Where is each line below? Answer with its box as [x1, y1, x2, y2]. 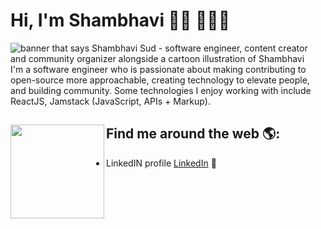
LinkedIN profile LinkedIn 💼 [106, 157, 217, 169]
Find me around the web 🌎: [106, 125, 281, 143]
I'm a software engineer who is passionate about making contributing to [10, 63, 307, 75]
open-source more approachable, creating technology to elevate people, [10, 74, 310, 86]
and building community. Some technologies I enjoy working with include [10, 84, 312, 96]
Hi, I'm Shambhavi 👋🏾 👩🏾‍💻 [10, 9, 231, 32]
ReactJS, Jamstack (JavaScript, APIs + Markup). [10, 95, 211, 107]
